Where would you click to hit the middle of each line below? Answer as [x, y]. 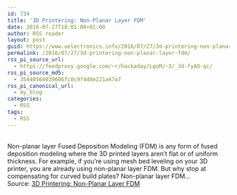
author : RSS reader [36, 33]
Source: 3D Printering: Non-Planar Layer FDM [74, 183]
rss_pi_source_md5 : [36, 73]
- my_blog [28, 92]
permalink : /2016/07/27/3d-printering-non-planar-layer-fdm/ [99, 54]
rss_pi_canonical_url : [41, 86]
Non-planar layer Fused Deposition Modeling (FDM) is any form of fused [113, 146]
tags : [15, 112]
